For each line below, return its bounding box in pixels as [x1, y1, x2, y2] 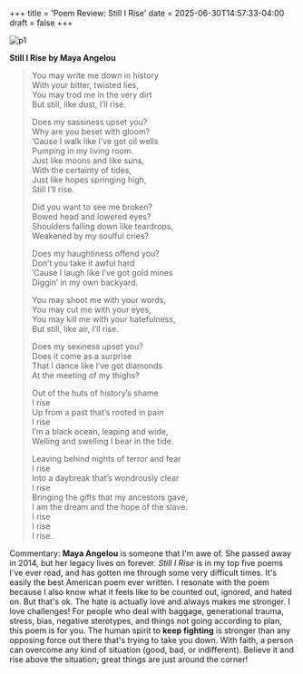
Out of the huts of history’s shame [31, 387, 159, 398]
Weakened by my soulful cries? [31, 230, 150, 241]
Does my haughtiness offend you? [31, 249, 161, 259]
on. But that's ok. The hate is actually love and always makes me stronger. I [9, 596, 290, 607]
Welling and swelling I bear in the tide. [31, 435, 174, 446]
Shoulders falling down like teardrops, [31, 221, 174, 231]
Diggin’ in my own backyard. [31, 277, 139, 288]
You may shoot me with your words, [31, 295, 166, 305]
